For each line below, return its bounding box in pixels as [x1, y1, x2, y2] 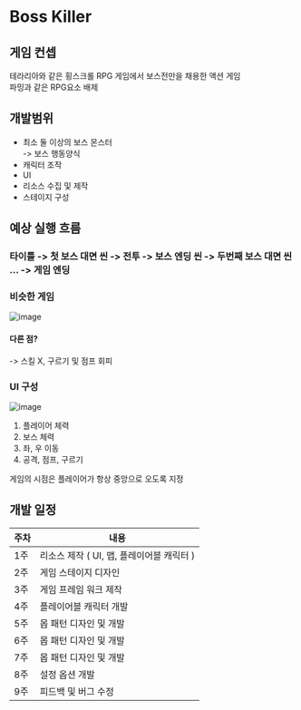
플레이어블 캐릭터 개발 [39, 600, 129, 613]
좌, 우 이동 [22, 443, 60, 453]
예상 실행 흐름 [9, 220, 82, 237]
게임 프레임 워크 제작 [39, 583, 122, 596]
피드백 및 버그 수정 [39, 685, 115, 697]
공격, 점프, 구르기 [22, 453, 83, 464]
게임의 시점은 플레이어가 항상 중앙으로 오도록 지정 [9, 473, 184, 484]
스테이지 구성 [22, 191, 70, 202]
